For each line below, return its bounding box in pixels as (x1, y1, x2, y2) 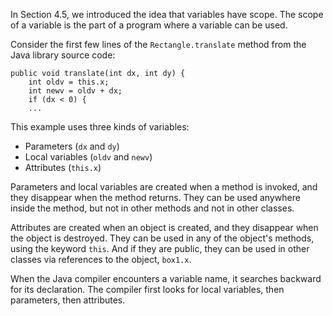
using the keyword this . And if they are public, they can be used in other (10, 243, 310, 254)
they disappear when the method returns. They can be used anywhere (10, 192, 301, 203)
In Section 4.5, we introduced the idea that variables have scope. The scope (10, 9, 324, 20)
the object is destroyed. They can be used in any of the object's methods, (10, 232, 315, 244)
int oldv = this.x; (28, 77, 110, 87)
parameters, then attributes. (10, 294, 126, 306)
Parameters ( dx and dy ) (24, 140, 120, 152)
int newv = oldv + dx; (28, 86, 123, 96)
